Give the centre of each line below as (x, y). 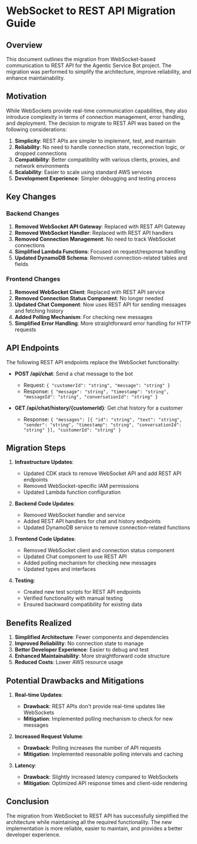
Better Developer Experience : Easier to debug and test (81, 650)
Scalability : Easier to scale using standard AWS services (83, 172)
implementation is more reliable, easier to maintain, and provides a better (94, 828)
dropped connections (41, 153)
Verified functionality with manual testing (73, 598)
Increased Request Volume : (49, 736)
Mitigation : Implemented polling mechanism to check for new (98, 719)
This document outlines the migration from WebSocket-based (81, 59)
